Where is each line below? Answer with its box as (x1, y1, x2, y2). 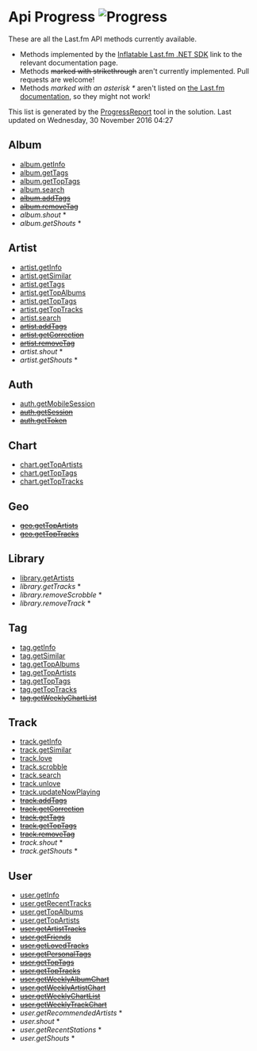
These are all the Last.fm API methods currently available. (8, 34, 197, 44)
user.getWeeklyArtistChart (19, 983, 106, 992)
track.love (19, 754, 53, 763)
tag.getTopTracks (19, 684, 78, 694)
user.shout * (19, 1017, 60, 1026)
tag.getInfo (19, 642, 56, 652)
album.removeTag (19, 201, 79, 211)
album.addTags (19, 193, 71, 202)
